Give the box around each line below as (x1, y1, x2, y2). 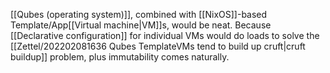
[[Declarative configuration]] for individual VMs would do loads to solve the (10, 30, 320, 41)
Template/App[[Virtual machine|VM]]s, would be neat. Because (10, 19, 272, 31)
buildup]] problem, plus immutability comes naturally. (10, 51, 230, 63)
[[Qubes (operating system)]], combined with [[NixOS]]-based (10, 9, 268, 20)
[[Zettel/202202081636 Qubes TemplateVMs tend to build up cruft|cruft (10, 40, 306, 52)
